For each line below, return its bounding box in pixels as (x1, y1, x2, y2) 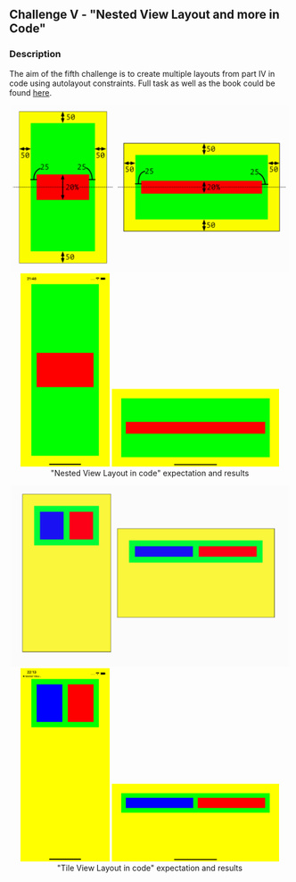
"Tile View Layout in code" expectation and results (56, 862, 243, 873)
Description (9, 48, 62, 61)
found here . (9, 87, 52, 97)
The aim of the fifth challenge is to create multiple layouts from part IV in (9, 68, 275, 79)
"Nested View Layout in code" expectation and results (50, 467, 250, 478)
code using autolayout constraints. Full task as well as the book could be (9, 78, 275, 88)
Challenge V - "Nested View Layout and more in (9, 7, 280, 22)
